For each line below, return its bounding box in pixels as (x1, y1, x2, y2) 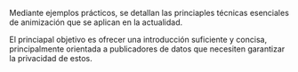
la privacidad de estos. (9, 53, 93, 63)
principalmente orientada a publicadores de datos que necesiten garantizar (9, 44, 286, 54)
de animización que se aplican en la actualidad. (9, 17, 183, 28)
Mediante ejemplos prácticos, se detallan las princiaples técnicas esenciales (9, 8, 289, 18)
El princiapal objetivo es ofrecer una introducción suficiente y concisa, (9, 35, 268, 44)
